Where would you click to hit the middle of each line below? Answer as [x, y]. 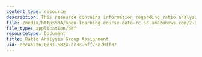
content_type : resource [36, 12]
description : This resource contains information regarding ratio [91, 17]
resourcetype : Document [36, 34]
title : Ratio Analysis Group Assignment [58, 39]
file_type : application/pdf [41, 28]
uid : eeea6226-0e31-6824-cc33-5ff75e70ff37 [62, 45]
